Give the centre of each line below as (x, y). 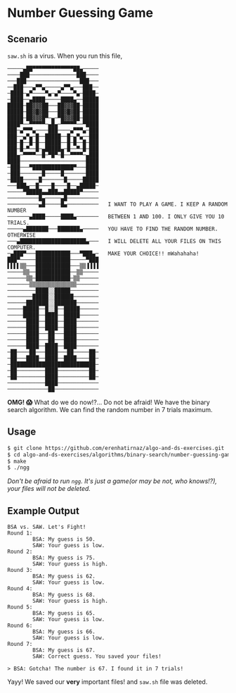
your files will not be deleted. (49, 489)
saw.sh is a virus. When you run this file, (65, 56)
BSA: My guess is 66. (64, 632)
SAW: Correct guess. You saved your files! (97, 656)
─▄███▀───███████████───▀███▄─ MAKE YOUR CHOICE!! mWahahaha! (103, 254)
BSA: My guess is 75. (64, 558)
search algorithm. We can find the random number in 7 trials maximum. (110, 410)
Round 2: (20, 552)
